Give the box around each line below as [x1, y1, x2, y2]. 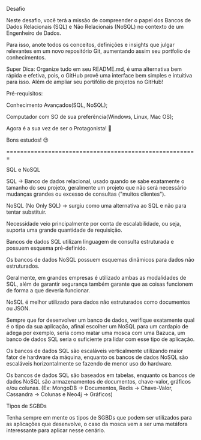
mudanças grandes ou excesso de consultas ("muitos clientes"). [6, 190, 166, 197]
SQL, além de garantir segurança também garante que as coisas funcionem [6, 280, 193, 288]
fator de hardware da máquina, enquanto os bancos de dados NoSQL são [6, 354, 188, 361]
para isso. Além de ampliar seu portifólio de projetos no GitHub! [6, 78, 163, 85]
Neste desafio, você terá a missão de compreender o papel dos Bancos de [6, 17, 191, 23]
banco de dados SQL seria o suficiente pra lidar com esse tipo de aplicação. [6, 336, 195, 343]
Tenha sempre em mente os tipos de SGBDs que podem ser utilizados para [6, 414, 192, 421]
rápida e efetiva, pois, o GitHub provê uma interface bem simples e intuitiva [6, 72, 193, 79]
